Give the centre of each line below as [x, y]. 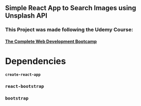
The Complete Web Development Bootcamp [51, 41]
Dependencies [35, 61]
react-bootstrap [25, 86]
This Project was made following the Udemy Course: [69, 30]
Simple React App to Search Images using [71, 8]
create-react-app [23, 75]
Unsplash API [26, 16]
